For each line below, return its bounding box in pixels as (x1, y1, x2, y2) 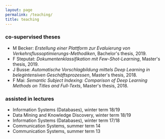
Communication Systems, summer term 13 (12, 128, 101, 134)
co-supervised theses (5, 33, 61, 40)
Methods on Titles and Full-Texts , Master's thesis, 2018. (12, 82, 129, 88)
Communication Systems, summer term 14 (12, 122, 101, 129)
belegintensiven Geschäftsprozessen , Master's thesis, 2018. (12, 72, 137, 78)
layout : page (5, 7, 33, 13)
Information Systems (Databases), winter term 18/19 (12, 107, 120, 113)
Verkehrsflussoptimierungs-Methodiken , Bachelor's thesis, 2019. (12, 50, 147, 56)
